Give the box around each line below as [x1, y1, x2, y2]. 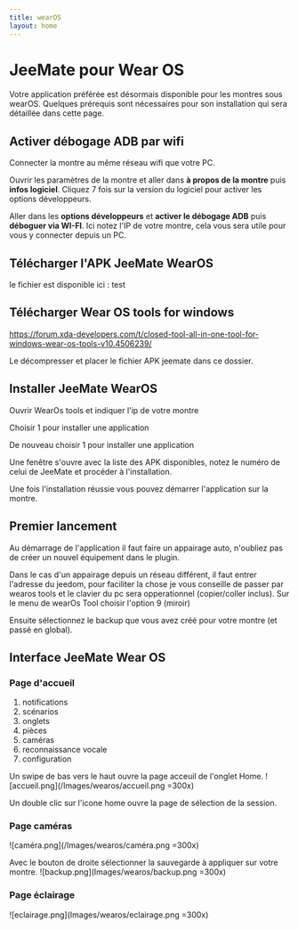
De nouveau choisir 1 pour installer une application [9, 439, 195, 450]
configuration [21, 754, 72, 764]
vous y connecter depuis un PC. [9, 230, 127, 240]
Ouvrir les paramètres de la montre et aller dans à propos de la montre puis [9, 175, 286, 185]
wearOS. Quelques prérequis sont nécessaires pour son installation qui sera [9, 99, 287, 110]
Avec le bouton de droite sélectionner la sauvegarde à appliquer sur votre [9, 857, 278, 868]
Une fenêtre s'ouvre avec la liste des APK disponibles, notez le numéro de [9, 456, 280, 468]
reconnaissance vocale [21, 745, 108, 755]
